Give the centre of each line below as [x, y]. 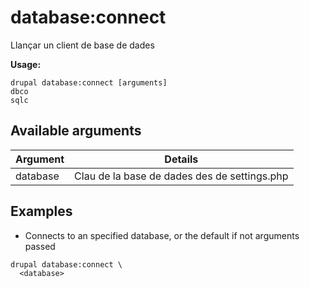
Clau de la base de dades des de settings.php [181, 176]
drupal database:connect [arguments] [89, 82]
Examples [41, 211]
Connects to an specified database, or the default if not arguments [162, 235]
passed [40, 246]
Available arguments [76, 131]
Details [181, 159]
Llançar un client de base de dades [82, 45]
